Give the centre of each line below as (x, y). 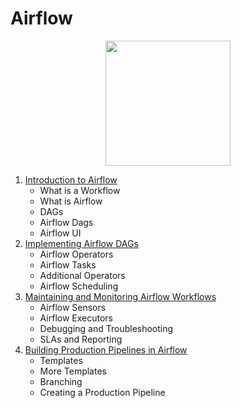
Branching (61, 381)
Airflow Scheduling (79, 286)
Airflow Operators (76, 254)
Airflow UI (60, 233)
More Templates (73, 371)
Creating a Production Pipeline (102, 392)
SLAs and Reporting (81, 339)
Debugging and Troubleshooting (106, 328)
